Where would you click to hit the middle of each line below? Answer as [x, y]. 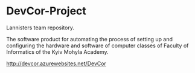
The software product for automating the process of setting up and [90, 39]
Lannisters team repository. [40, 28]
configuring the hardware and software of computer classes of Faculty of [97, 45]
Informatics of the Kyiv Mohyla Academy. [57, 51]
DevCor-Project [46, 11]
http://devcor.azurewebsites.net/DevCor [56, 63]
